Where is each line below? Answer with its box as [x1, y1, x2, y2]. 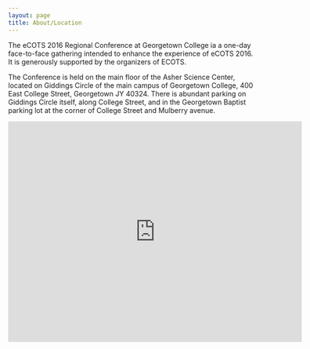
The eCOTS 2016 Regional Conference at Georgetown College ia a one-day [8, 40, 251, 49]
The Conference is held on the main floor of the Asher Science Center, [8, 72, 236, 82]
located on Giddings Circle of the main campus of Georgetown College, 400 [8, 80, 254, 90]
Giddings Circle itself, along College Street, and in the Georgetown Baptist [8, 97, 247, 107]
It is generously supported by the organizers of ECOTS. [8, 56, 186, 67]
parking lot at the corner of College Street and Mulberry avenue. [8, 105, 215, 115]
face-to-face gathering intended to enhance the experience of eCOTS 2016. [8, 49, 254, 58]
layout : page [8, 11, 51, 20]
